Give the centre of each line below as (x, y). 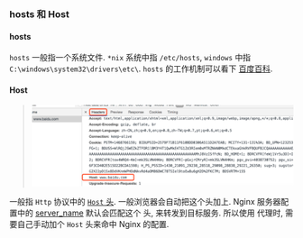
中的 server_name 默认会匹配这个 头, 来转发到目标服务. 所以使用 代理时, (150, 213)
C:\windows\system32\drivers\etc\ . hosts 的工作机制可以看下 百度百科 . (141, 69)
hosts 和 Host (39, 14)
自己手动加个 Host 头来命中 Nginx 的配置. (93, 224)
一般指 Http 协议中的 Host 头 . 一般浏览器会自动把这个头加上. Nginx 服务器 (145, 202)
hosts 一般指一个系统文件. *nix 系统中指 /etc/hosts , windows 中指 (130, 58)
